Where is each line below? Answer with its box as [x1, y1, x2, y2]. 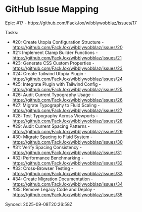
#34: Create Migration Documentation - [12, 176, 93, 182]
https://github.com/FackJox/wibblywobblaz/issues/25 [12, 86, 123, 92]
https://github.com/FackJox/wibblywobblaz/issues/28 [12, 118, 123, 124]
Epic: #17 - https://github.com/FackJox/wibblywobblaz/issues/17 [5, 20, 137, 26]
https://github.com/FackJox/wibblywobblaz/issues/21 [12, 54, 122, 60]
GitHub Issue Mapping [5, 3, 99, 15]
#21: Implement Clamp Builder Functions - [12, 50, 98, 55]
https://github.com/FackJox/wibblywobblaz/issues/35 [12, 192, 123, 198]
